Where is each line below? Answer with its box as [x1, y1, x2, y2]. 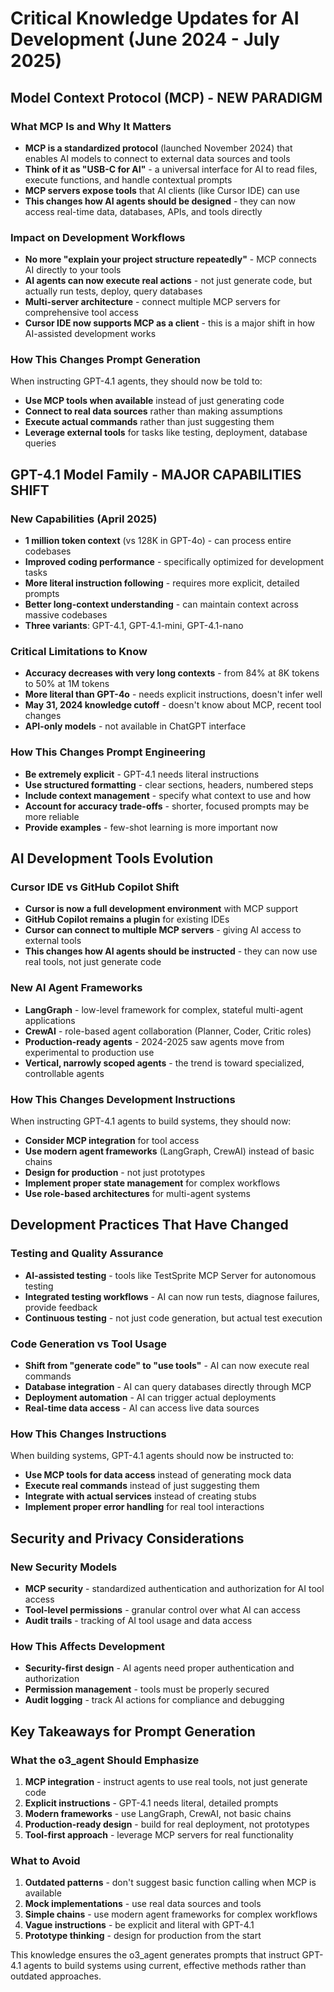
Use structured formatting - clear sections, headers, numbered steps [24, 778, 314, 791]
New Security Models [10, 1560, 118, 1574]
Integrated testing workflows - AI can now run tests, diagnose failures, [24, 1290, 320, 1302]
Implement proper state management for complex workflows [24, 1177, 281, 1189]
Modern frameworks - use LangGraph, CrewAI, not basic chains [24, 1807, 292, 1819]
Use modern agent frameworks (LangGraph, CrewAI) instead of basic [24, 1145, 315, 1157]
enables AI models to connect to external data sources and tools [24, 152, 291, 164]
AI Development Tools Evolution [10, 850, 214, 867]
